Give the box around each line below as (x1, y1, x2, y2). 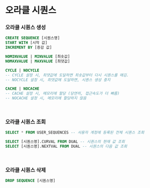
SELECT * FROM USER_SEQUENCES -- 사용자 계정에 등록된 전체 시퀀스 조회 (5, 130, 144, 135)
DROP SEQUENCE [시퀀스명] (5, 178, 56, 183)
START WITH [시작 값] (5, 40, 48, 45)
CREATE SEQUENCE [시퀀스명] (5, 36, 60, 41)
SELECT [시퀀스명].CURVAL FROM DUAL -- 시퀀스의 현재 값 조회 (5, 139, 125, 144)
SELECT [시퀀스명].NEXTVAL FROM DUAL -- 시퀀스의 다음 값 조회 (5, 144, 127, 149)
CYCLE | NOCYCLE (5, 68, 39, 73)
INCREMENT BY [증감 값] (5, 45, 52, 50)
